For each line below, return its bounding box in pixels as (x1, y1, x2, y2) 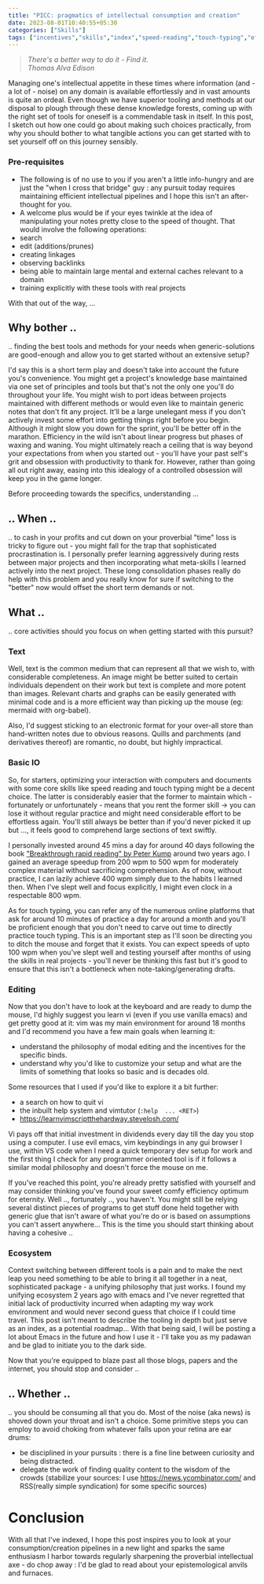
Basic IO (8, 757, 41, 768)
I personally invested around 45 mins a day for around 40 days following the (8, 840, 255, 849)
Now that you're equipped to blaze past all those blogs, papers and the (8, 1356, 238, 1366)
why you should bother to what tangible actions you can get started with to (8, 129, 251, 138)
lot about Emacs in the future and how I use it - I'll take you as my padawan (8, 1333, 251, 1342)
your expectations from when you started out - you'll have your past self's (8, 449, 248, 458)
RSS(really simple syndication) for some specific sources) (19, 1481, 207, 1490)
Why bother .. (8, 321, 77, 334)
